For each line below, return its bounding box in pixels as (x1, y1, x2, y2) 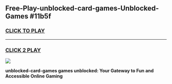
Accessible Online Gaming (5, 73, 63, 79)
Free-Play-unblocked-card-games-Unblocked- (5, 4, 159, 13)
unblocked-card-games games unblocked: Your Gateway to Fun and (5, 67, 154, 73)
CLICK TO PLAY (5, 27, 45, 35)
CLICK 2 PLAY (5, 46, 41, 53)
